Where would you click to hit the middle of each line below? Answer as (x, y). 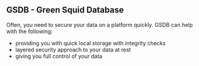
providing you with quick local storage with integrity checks (90, 43)
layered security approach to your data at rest (73, 50)
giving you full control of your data (59, 56)
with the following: (30, 31)
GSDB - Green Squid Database (65, 10)
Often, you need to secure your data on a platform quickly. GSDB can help (99, 24)
